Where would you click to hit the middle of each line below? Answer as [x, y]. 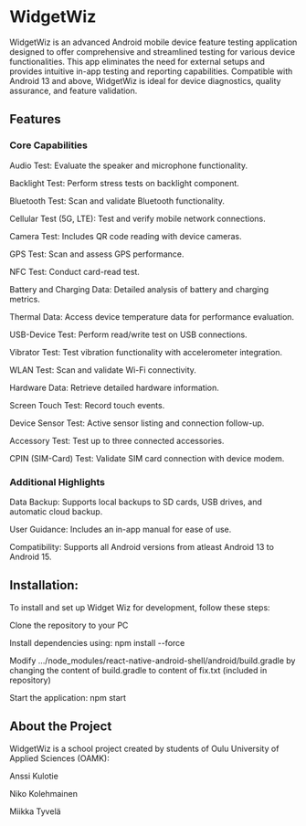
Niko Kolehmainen [43, 793]
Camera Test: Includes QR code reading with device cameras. [126, 236]
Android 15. [31, 556]
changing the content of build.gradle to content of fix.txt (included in [138, 670]
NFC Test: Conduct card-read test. [74, 271]
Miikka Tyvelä [35, 811]
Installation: [44, 585]
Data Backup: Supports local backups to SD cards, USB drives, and [136, 502]
